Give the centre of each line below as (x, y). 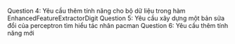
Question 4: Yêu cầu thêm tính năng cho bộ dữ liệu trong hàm (96, 11)
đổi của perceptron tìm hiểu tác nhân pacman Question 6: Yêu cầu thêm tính (118, 25)
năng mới (21, 33)
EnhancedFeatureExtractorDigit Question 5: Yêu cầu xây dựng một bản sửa (116, 18)
